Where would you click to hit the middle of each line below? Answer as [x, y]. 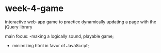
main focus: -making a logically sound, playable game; [59, 36]
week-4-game [34, 8]
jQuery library [19, 26]
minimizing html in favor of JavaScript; [50, 45]
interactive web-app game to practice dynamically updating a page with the [81, 22]
